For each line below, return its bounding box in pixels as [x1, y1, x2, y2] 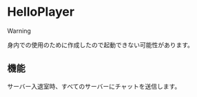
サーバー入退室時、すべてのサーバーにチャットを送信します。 [7, 82, 181, 90]
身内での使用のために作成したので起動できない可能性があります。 [7, 40, 194, 48]
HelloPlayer [7, 4, 74, 20]
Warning [7, 27, 31, 35]
